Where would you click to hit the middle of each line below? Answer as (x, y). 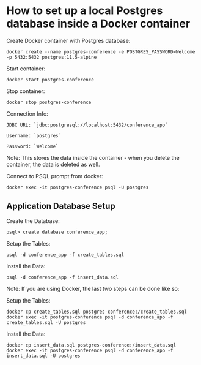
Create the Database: (33, 220)
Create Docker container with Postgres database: (68, 40)
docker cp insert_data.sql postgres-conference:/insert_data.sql (91, 345)
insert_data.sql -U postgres (43, 356)
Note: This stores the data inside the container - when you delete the (93, 157)
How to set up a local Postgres (85, 11)
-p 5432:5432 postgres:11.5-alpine (52, 57)
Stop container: (26, 91)
